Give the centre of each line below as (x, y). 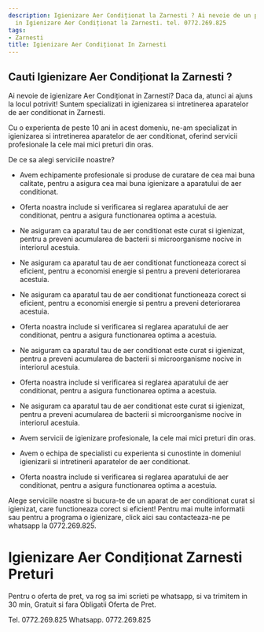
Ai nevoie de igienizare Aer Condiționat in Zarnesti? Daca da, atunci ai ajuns (130, 95)
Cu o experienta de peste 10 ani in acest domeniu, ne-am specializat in (123, 128)
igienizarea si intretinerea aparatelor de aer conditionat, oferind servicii (123, 136)
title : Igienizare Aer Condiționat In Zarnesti (88, 45)
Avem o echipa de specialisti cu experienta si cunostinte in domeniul (130, 453)
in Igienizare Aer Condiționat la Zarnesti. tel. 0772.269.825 (121, 23)
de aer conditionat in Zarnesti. (57, 112)
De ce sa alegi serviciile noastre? (62, 159)
